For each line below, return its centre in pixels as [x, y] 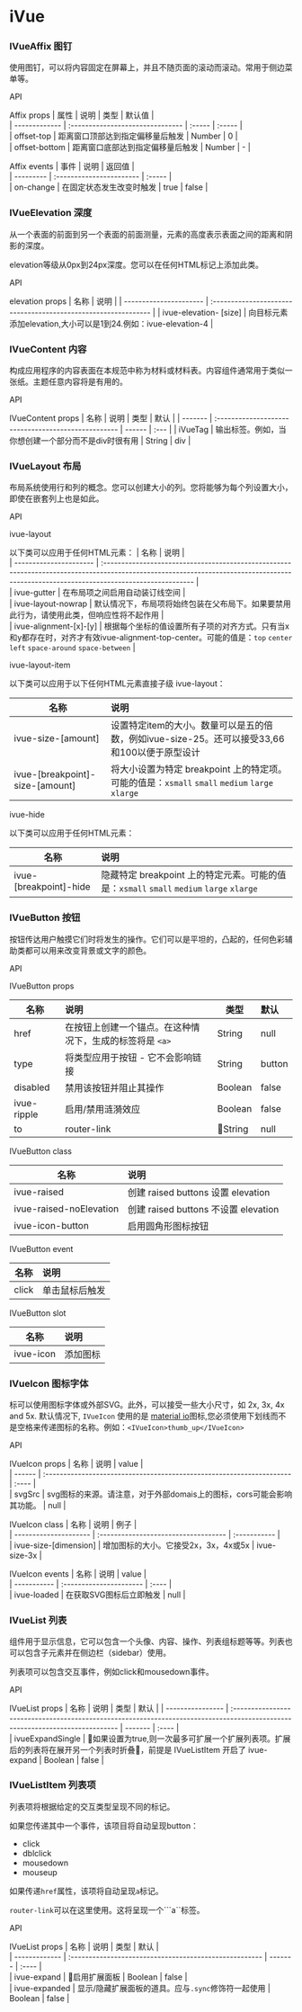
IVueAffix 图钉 [41, 47]
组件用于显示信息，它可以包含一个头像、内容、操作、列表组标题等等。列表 [147, 1641]
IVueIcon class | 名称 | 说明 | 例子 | [73, 1524]
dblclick [37, 1853]
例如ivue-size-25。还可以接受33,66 [207, 739]
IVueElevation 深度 [51, 213]
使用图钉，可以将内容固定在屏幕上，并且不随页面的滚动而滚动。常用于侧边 [147, 67]
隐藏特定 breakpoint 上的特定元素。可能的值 [194, 875]
